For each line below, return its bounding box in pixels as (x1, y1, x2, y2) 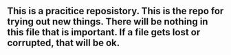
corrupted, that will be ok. (7, 37, 120, 49)
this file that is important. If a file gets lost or (7, 26, 201, 38)
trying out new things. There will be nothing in (7, 16, 208, 28)
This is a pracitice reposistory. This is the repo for (7, 5, 224, 17)
